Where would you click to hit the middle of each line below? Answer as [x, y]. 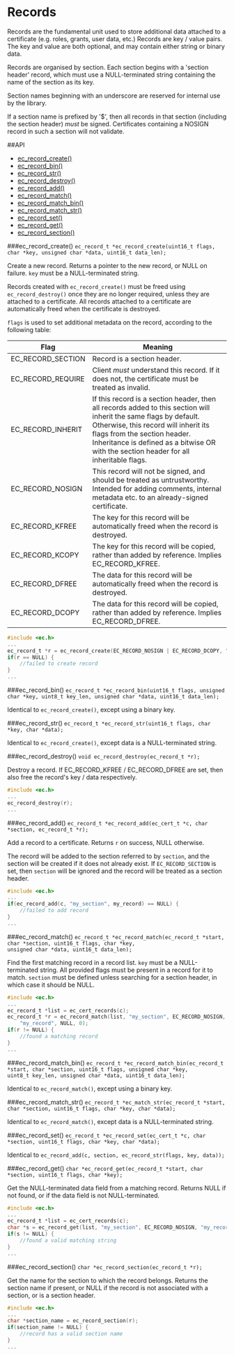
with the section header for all [141, 451]
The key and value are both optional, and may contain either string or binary [116, 46]
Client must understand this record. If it [156, 370]
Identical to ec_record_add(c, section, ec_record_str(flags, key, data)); [116, 1155]
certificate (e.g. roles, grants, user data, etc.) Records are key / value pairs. [115, 38]
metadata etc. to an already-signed [150, 497]
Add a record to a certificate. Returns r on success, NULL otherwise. [106, 842]
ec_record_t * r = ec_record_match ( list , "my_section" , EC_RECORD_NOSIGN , [117, 1017]
